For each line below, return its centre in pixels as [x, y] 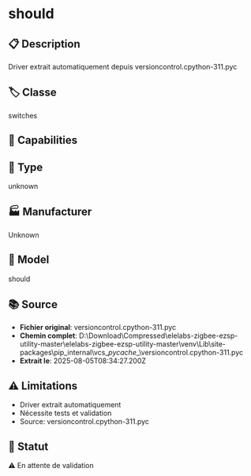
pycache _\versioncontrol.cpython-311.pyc [176, 353]
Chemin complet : [48, 335]
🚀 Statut [28, 446]
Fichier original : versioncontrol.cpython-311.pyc [98, 328]
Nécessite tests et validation [66, 413]
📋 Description [44, 44]
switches [23, 115]
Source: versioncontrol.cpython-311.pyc [84, 422]
